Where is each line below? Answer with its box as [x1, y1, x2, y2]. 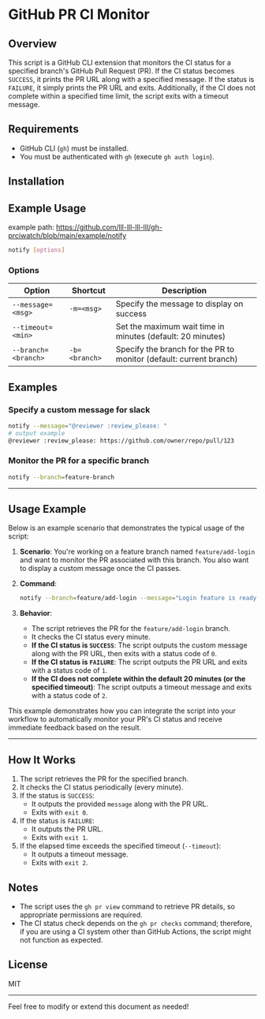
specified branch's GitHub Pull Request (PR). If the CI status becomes [8, 66, 235, 76]
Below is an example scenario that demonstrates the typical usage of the [8, 523, 245, 533]
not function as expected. [19, 935, 103, 944]
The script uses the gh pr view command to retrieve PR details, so [19, 901, 235, 911]
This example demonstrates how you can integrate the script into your [8, 706, 237, 715]
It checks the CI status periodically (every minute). [19, 782, 184, 792]
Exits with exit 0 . [31, 808, 88, 817]
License [8, 958, 48, 972]
